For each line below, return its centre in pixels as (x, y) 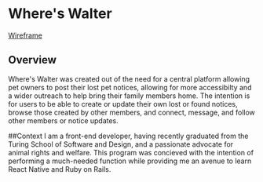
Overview (33, 60)
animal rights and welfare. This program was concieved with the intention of (131, 152)
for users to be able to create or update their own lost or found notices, (123, 104)
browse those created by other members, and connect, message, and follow (131, 112)
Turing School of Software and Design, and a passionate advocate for (121, 144)
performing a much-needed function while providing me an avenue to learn (130, 161)
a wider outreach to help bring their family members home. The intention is (129, 96)
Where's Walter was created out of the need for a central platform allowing (129, 78)
